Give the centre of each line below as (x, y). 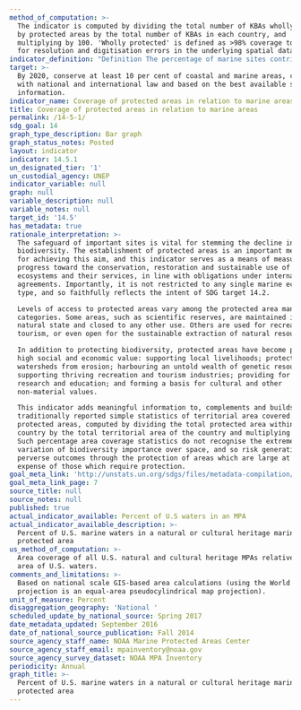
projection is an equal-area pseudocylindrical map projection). (142, 591)
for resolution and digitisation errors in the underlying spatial (146, 51)
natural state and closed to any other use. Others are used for (142, 325)
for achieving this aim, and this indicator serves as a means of (144, 260)
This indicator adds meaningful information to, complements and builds (156, 408)
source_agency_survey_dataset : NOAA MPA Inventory (106, 658)
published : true (39, 507)
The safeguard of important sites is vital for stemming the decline (150, 243)
